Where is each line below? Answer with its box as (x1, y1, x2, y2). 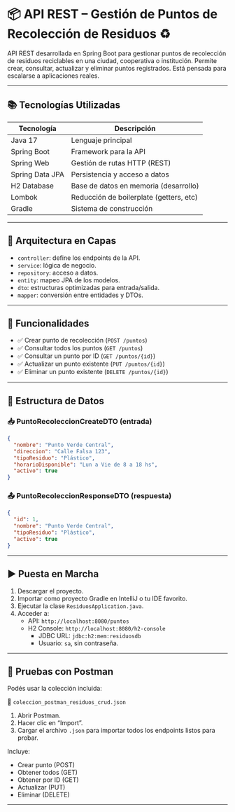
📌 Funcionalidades (7, 317, 90, 329)
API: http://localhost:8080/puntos (27, 617, 129, 625)
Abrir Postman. (17, 711, 61, 720)
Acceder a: (17, 609, 50, 617)
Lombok (10, 192, 38, 202)
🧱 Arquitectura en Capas (7, 235, 117, 247)
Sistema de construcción (71, 203, 153, 213)
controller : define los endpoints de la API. (17, 254, 141, 262)
